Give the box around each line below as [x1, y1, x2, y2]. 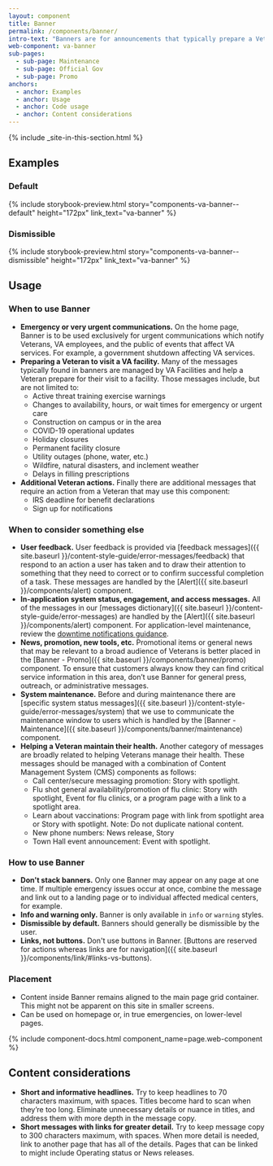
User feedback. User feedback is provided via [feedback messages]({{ [19, 542, 260, 552]
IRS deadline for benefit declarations [32, 494, 155, 505]
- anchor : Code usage [15, 103, 89, 111]
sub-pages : [8, 50, 45, 58]
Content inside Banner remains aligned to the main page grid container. [19, 992, 259, 1002]
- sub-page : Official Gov [15, 65, 104, 73]
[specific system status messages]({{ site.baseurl [19, 698, 187, 708]
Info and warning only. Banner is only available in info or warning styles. [19, 910, 264, 920]
